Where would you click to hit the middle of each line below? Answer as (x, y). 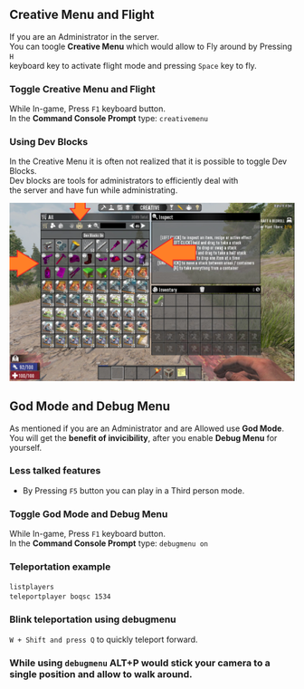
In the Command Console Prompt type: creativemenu (109, 119)
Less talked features (55, 471)
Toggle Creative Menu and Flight (82, 89)
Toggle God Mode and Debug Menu (89, 513)
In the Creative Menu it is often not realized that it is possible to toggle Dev (148, 161)
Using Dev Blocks (49, 142)
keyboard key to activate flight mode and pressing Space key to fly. (133, 65)
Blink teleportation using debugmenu (93, 619)
